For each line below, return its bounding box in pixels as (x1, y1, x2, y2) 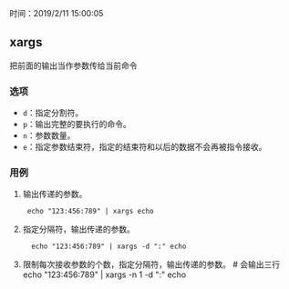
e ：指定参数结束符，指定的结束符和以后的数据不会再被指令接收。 (22, 142, 267, 153)
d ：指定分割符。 (22, 107, 84, 118)
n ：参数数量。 (22, 130, 76, 141)
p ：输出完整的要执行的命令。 (22, 119, 131, 130)
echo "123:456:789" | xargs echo (26, 207, 154, 216)
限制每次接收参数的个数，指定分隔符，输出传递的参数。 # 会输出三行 (22, 259, 281, 270)
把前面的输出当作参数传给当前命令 (9, 60, 138, 71)
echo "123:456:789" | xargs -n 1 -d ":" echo (22, 269, 187, 280)
